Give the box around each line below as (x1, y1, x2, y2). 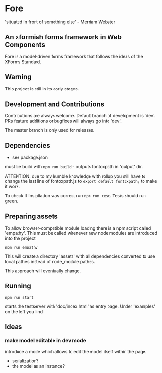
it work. (5, 183, 20, 190)
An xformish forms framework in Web (5, 33, 122, 41)
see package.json (12, 154, 48, 160)
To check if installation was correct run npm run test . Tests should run (5, 193, 146, 199)
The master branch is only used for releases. (5, 127, 95, 133)
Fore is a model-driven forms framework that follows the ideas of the (5, 53, 143, 59)
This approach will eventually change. (5, 268, 81, 274)
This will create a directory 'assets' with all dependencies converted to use (5, 253, 155, 259)
